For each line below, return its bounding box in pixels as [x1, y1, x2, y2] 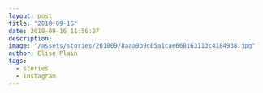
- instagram [15, 72, 57, 80]
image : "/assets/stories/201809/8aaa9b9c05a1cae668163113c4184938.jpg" [8, 42, 256, 50]
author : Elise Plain [8, 49, 79, 57]
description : [8, 34, 53, 43]
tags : [8, 57, 27, 66]
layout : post [8, 11, 53, 20]
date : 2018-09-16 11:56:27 [8, 27, 100, 35]
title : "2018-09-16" [8, 19, 79, 27]
